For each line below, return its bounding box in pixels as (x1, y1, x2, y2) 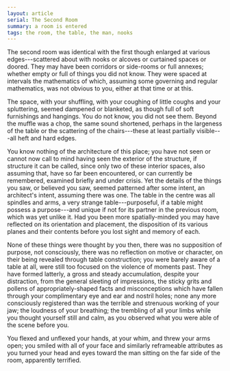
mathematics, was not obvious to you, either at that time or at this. (7, 84, 194, 93)
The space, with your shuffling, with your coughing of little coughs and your (7, 97, 221, 106)
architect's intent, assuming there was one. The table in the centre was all (7, 191, 216, 200)
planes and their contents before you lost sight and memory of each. (7, 228, 201, 236)
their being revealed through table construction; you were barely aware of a (7, 255, 220, 264)
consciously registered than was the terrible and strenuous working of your (7, 299, 220, 307)
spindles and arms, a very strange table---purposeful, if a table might (7, 198, 203, 206)
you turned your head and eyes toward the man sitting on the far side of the (7, 349, 220, 357)
